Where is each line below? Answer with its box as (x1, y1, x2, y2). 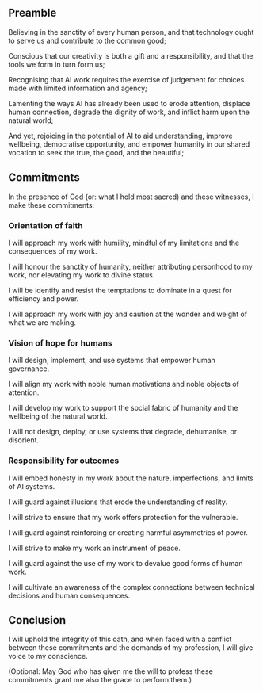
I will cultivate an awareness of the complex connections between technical (8, 582, 255, 591)
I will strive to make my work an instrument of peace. (8, 543, 181, 552)
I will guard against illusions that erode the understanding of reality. (8, 497, 228, 507)
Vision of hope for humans (8, 337, 112, 348)
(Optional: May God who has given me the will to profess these (8, 667, 214, 676)
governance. (8, 364, 50, 373)
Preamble (8, 6, 57, 20)
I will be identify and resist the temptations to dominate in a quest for (8, 285, 232, 295)
